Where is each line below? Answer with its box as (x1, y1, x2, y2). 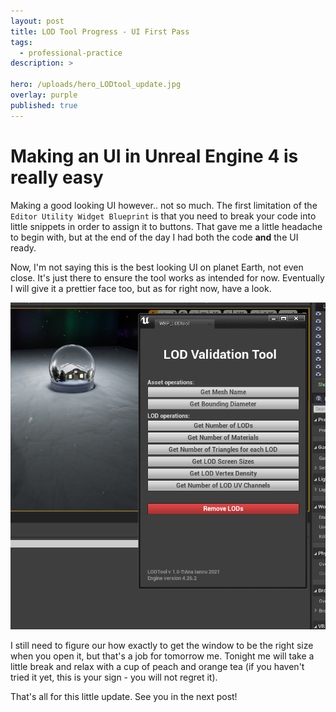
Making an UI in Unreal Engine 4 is (10, 145, 299, 167)
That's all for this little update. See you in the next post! (10, 690, 238, 702)
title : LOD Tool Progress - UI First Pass (10, 26, 190, 37)
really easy (10, 166, 104, 189)
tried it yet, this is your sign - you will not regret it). (10, 671, 218, 683)
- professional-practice (19, 48, 123, 58)
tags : (10, 37, 33, 47)
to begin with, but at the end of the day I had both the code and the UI (10, 231, 299, 243)
